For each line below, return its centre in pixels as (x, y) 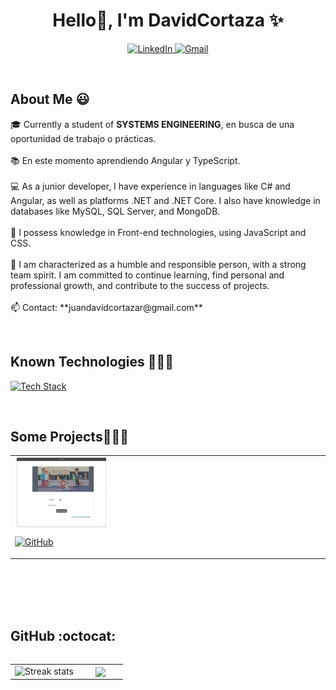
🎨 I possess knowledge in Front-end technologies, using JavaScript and (158, 232)
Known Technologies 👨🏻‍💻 (92, 362)
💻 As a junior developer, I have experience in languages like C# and (150, 186)
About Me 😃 (50, 99)
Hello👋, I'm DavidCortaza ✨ (168, 20)
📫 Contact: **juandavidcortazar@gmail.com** (106, 307)
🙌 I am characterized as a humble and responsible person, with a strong (158, 264)
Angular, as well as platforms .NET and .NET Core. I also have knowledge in (165, 200)
